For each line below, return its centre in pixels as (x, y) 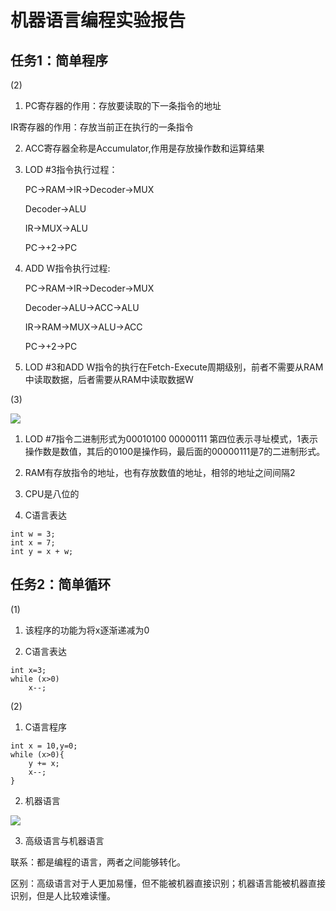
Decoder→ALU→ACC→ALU (82, 307)
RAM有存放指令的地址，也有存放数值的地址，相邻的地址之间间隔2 (160, 472)
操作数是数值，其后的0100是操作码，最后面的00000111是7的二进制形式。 (175, 451)
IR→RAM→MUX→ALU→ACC (83, 327)
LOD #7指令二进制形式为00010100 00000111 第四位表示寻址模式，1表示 (171, 439)
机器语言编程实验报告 (98, 20)
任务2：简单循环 (61, 584)
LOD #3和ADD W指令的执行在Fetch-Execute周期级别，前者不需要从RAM (174, 367)
